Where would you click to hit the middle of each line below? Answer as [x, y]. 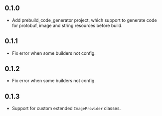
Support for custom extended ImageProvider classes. [66, 109]
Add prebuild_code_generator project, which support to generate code [84, 20]
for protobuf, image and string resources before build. [67, 25]
